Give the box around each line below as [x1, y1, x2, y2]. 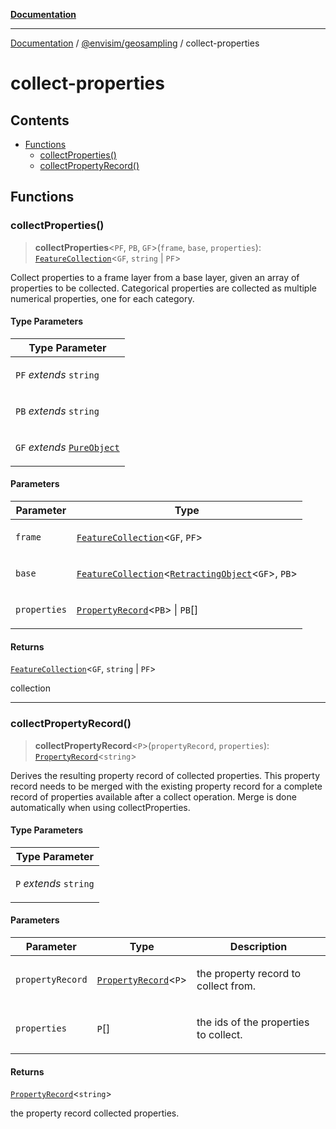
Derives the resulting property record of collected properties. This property [10, 769, 321, 781]
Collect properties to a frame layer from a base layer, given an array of [10, 271, 300, 283]
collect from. [196, 979, 257, 993]
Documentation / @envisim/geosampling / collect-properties [10, 37, 260, 49]
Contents [10, 112, 70, 129]
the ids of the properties [196, 1015, 310, 1029]
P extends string [15, 876, 95, 890]
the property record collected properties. [10, 1107, 180, 1119]
